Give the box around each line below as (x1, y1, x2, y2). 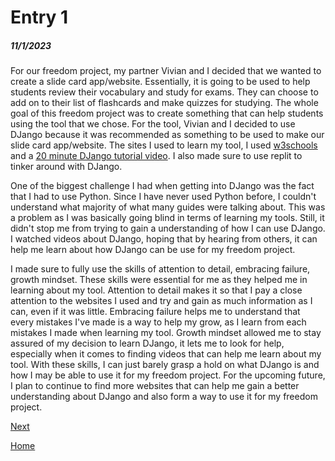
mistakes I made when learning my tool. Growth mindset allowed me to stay (10, 327, 322, 339)
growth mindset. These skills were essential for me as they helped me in (10, 274, 308, 286)
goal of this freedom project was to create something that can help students (10, 107, 324, 120)
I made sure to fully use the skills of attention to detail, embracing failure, (10, 263, 311, 275)
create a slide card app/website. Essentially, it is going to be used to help (10, 76, 311, 88)
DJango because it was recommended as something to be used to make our (10, 129, 325, 141)
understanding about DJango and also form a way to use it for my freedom (10, 391, 318, 403)
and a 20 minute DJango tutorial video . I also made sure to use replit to (10, 150, 303, 162)
